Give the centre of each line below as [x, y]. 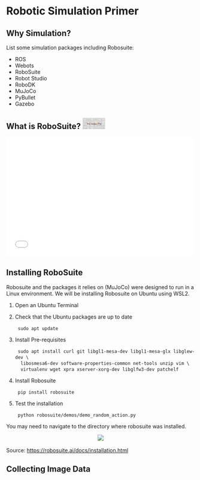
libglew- [184, 351]
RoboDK [25, 85]
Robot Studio [31, 78]
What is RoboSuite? [43, 126]
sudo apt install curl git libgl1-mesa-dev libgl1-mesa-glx [94, 351]
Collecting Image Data [49, 469]
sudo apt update [38, 328]
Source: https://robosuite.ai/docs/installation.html [67, 450]
